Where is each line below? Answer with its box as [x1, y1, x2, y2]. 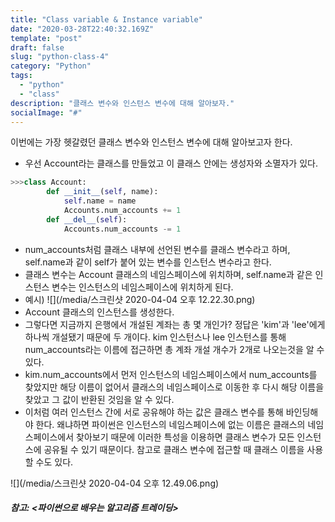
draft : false [10, 42, 65, 53]
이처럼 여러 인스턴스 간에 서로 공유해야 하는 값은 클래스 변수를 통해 [24, 406, 284, 418]
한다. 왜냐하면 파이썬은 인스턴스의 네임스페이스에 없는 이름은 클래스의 [35, 418, 306, 430]
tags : [10, 71, 33, 81]
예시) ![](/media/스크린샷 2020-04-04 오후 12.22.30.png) [24, 293, 256, 305]
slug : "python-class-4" [10, 52, 110, 62]
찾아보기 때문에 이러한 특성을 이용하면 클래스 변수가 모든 [76, 431, 295, 443]
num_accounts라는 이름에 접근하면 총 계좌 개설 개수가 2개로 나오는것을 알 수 [24, 343, 325, 355]
